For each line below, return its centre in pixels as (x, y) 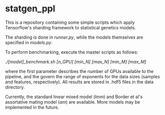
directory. (15, 87)
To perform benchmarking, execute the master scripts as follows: (72, 52)
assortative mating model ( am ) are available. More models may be (73, 102)
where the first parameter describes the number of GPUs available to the (79, 71)
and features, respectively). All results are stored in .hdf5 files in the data (79, 82)
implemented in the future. (32, 107)
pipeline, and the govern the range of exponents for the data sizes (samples (82, 76)
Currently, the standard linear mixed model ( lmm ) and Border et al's (74, 97)
